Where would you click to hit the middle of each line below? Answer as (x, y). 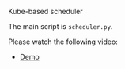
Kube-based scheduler (45, 11)
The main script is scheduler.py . (61, 26)
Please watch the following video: (63, 42)
